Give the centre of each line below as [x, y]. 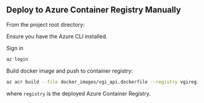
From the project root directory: [46, 24]
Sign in [15, 48]
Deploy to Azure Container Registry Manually [93, 10]
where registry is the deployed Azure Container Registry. [78, 93]
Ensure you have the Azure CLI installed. [57, 36]
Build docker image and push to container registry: [70, 71]
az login [17, 59]
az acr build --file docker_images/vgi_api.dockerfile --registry [92, 82]
